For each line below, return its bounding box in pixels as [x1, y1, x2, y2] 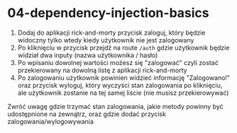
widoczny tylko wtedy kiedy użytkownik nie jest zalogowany [17, 35, 194, 44]
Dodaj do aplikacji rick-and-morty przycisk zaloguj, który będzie [17, 28, 206, 37]
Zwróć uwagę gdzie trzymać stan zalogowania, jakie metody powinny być [7, 102, 224, 110]
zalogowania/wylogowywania [7, 117, 94, 125]
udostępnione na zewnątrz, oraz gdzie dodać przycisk [7, 110, 167, 118]
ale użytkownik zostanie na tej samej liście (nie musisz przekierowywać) [17, 88, 229, 97]
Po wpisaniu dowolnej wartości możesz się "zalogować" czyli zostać [17, 58, 219, 66]
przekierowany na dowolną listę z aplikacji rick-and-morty [17, 66, 187, 74]
